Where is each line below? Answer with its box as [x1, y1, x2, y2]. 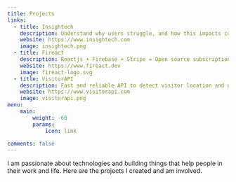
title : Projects [7, 10, 55, 17]
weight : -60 [32, 114, 68, 121]
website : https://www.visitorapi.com [20, 88, 131, 95]
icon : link [44, 127, 77, 134]
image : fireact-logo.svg [20, 69, 93, 76]
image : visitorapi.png [20, 95, 86, 102]
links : [7, 17, 27, 24]
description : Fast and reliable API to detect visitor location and [20, 82, 225, 89]
